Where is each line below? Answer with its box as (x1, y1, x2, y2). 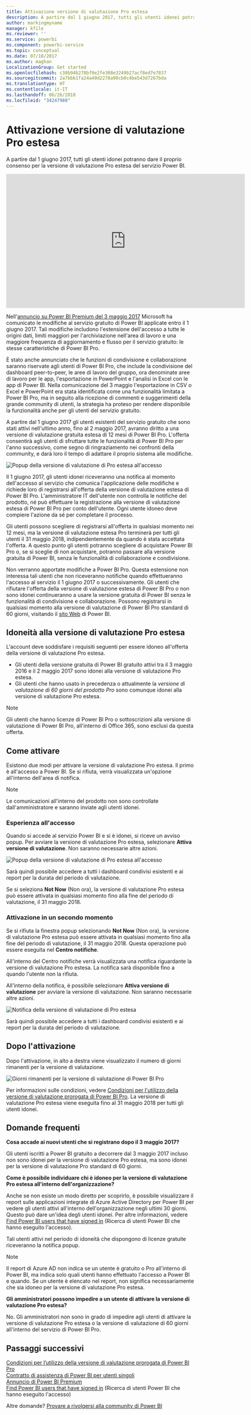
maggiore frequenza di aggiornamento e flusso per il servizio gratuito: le (6, 338, 184, 345)
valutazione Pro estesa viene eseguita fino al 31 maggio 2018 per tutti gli (6, 1099, 184, 1106)
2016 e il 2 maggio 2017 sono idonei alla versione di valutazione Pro (14, 667, 181, 674)
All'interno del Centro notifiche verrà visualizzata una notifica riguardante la (6, 958, 192, 965)
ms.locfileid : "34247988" (6, 97, 70, 103)
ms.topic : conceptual (6, 48, 60, 54)
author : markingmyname (6, 20, 63, 26)
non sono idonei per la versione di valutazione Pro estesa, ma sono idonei (6, 1156, 188, 1163)
